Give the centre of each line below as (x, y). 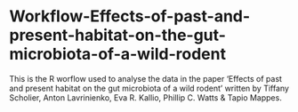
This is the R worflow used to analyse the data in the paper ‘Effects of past (146, 78)
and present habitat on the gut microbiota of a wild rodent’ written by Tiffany (149, 88)
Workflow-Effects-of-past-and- (130, 16)
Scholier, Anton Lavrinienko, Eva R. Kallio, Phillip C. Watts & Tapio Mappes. (145, 97)
